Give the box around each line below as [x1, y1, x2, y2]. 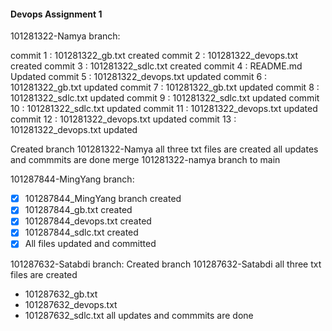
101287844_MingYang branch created [24, 193, 182, 205]
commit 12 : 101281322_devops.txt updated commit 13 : [10, 113, 237, 125]
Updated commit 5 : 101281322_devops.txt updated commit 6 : [10, 71, 268, 83]
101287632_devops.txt [24, 298, 118, 310]
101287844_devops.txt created [24, 215, 152, 227]
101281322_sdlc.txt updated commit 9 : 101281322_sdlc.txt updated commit [10, 92, 320, 104]
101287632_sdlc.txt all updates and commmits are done [24, 309, 254, 321]
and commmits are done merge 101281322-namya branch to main [10, 154, 281, 166]
